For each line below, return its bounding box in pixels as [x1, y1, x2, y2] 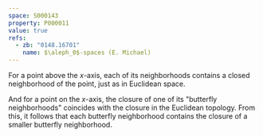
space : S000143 [8, 11, 59, 20]
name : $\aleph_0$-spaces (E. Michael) [22, 49, 151, 57]
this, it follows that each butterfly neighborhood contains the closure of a [8, 112, 248, 120]
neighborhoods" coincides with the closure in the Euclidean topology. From [8, 103, 256, 112]
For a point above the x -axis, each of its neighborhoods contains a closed [8, 71, 250, 80]
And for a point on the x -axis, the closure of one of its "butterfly [8, 95, 218, 104]
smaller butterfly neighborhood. [8, 120, 113, 129]
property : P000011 [8, 19, 69, 27]
